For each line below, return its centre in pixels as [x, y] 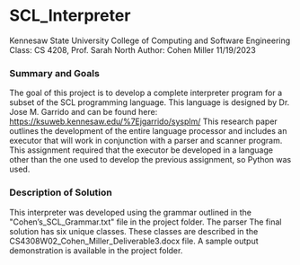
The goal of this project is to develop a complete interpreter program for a [146, 93]
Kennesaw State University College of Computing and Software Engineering [150, 40]
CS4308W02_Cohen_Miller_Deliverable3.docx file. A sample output [134, 241]
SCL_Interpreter [70, 16]
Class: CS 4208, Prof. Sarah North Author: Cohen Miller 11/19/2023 [132, 49]
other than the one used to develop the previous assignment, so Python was [150, 160]
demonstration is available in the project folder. [96, 250]
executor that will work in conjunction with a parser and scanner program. [146, 141]
